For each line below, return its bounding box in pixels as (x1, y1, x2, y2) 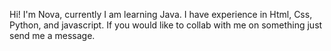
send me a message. (9, 30, 96, 41)
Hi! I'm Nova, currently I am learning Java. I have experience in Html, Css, (9, 9, 313, 20)
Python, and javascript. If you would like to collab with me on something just (9, 19, 323, 31)
